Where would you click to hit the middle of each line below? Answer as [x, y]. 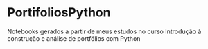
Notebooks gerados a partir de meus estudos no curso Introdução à [104, 31]
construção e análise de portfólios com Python [74, 38]
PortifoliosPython [59, 13]
